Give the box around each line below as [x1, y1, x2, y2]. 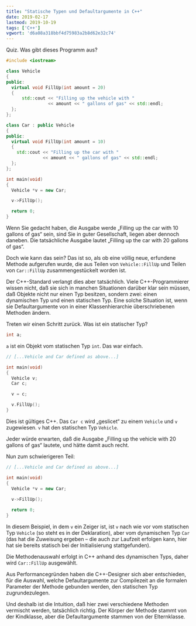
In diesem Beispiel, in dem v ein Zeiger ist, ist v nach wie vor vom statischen [6, 523, 189, 530]
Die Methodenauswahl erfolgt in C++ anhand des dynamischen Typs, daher [6, 553, 189, 560]
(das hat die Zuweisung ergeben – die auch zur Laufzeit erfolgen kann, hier [6, 535, 187, 542]
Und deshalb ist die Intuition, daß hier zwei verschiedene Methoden [6, 600, 169, 607]
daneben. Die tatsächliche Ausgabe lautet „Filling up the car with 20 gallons [6, 237, 188, 243]
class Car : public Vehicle [6, 122, 75, 128]
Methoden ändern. [6, 309, 51, 316]
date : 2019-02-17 [6, 14, 49, 20]
